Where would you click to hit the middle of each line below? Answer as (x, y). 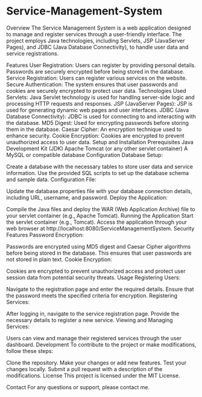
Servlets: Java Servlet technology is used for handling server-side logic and (100, 97)
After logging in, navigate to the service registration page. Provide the (93, 313)
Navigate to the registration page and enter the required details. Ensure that (100, 289)
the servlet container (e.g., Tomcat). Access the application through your (96, 222)
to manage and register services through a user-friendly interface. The (94, 34)
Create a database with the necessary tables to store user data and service (100, 167)
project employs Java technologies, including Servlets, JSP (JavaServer (96, 40)
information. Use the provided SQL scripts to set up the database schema (97, 173)
